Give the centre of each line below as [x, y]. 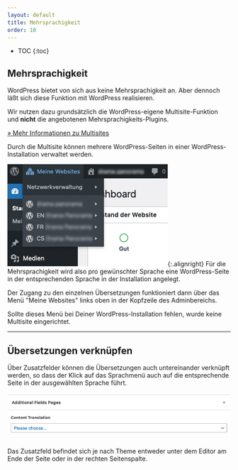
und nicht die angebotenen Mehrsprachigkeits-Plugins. [88, 119]
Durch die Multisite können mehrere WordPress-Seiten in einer [98, 147]
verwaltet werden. [67, 154]
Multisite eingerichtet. [39, 322]
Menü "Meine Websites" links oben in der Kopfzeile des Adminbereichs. [112, 300]
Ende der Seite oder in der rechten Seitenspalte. [78, 459]
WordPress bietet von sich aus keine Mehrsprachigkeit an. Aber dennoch [114, 91]
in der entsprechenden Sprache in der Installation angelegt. [94, 279]
